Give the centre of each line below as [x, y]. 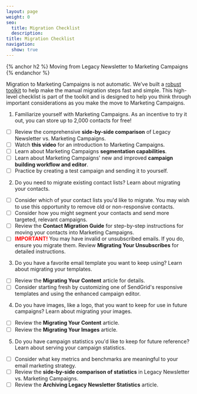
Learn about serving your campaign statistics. [70, 348]
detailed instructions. [40, 252]
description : [27, 33]
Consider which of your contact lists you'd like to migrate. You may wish [102, 200]
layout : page [22, 11]
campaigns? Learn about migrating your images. [73, 311]
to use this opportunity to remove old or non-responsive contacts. [94, 207]
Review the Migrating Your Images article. [66, 329]
